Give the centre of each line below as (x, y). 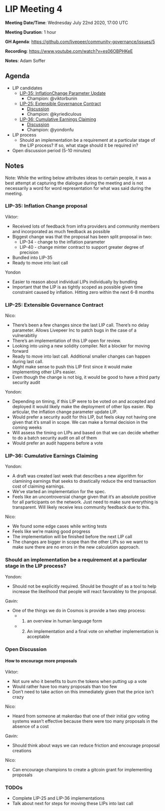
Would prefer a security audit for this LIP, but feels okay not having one (84, 417)
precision (29, 252)
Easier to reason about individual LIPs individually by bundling (75, 282)
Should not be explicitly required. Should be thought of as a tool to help (84, 586)
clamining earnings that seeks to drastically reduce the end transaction (84, 481)
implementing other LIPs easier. (44, 372)
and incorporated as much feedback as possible (61, 231)
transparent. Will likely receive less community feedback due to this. (81, 507)
